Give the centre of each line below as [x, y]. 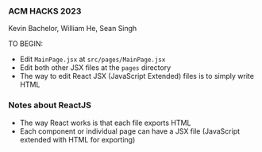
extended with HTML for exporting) [77, 139]
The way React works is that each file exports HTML [105, 123]
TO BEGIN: [26, 44]
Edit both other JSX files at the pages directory [95, 68]
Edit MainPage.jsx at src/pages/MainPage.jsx [92, 59]
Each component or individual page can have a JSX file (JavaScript [130, 131]
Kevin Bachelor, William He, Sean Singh [73, 29]
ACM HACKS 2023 [45, 11]
